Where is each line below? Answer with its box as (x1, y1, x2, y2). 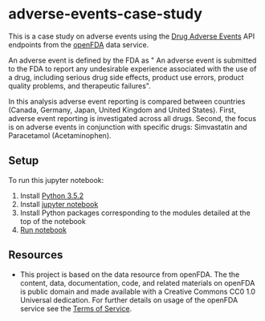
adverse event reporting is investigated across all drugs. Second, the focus (8, 113, 257, 123)
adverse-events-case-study (8, 5, 203, 23)
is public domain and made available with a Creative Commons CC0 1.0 (19, 286, 255, 296)
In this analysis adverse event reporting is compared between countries (8, 96, 246, 106)
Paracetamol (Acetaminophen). (8, 130, 112, 140)
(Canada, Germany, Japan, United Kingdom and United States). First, (8, 105, 237, 115)
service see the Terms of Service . (19, 303, 132, 313)
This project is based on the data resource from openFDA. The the (19, 270, 240, 279)
